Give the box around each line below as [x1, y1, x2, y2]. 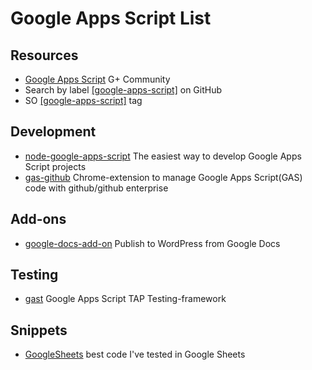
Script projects [24, 160, 87, 172]
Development [10, 123, 97, 141]
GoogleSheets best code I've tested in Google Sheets [24, 348, 246, 361]
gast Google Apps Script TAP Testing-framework [24, 293, 227, 305]
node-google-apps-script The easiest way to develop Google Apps [24, 150, 302, 162]
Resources [10, 47, 79, 64]
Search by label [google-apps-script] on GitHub [24, 84, 223, 96]
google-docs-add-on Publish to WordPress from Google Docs [24, 237, 281, 249]
